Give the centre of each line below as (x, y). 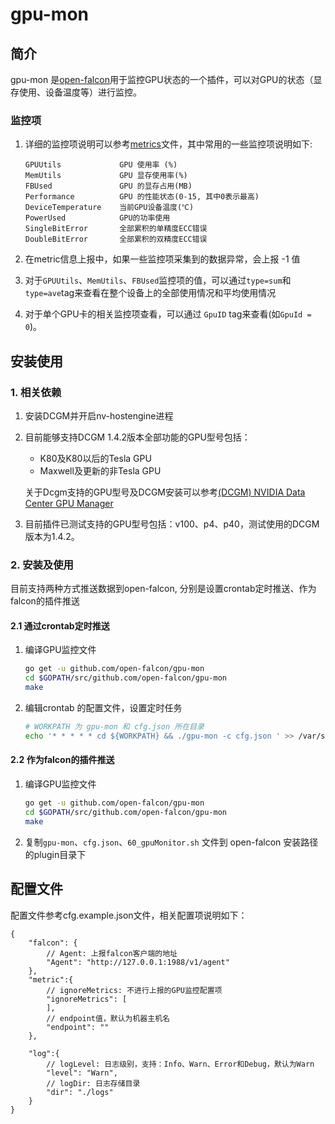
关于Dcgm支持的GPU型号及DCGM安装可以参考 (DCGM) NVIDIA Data (165, 492)
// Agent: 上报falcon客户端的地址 (112, 953)
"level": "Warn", (82, 1073)
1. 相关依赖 (36, 392)
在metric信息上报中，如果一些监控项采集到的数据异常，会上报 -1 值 (162, 259)
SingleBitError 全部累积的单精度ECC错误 (116, 229)
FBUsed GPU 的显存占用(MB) (108, 186)
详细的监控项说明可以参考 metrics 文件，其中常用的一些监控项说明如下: (168, 144)
